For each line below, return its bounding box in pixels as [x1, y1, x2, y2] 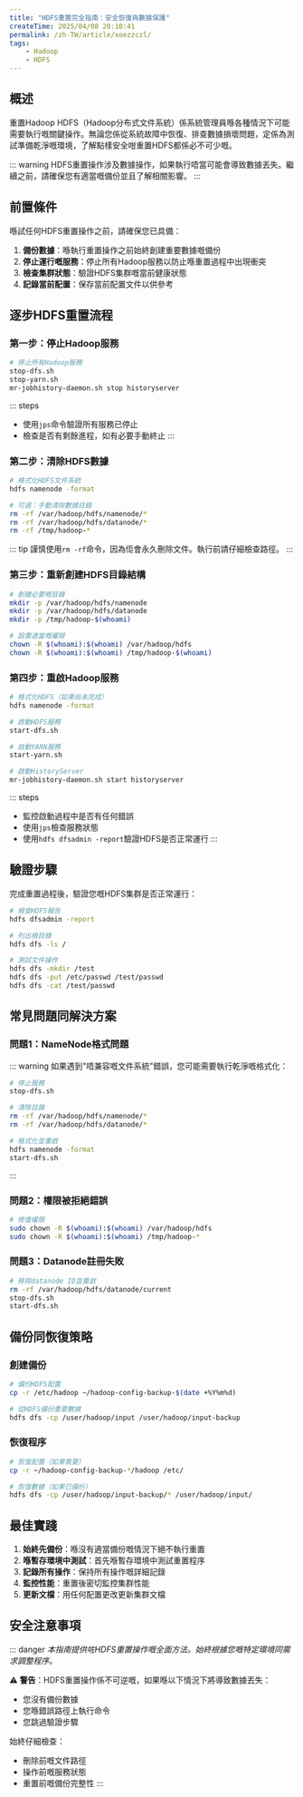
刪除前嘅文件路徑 [22, 1754, 87, 1765]
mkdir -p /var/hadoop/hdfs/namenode [9, 598, 147, 608]
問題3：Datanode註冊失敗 [9, 1255, 125, 1268]
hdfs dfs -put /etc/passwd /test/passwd [9, 972, 165, 982]
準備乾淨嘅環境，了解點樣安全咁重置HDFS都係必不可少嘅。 [16, 140, 237, 151]
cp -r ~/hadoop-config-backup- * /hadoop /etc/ [9, 1466, 184, 1475]
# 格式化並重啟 [9, 1136, 59, 1146]
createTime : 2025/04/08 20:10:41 [9, 22, 136, 31]
